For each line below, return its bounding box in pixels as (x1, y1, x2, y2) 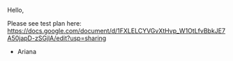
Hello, (7, 6, 24, 14)
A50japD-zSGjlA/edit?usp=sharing (7, 34, 107, 42)
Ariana (17, 48, 37, 55)
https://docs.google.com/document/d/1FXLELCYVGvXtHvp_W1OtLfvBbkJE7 (7, 27, 225, 35)
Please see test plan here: (7, 19, 82, 27)
